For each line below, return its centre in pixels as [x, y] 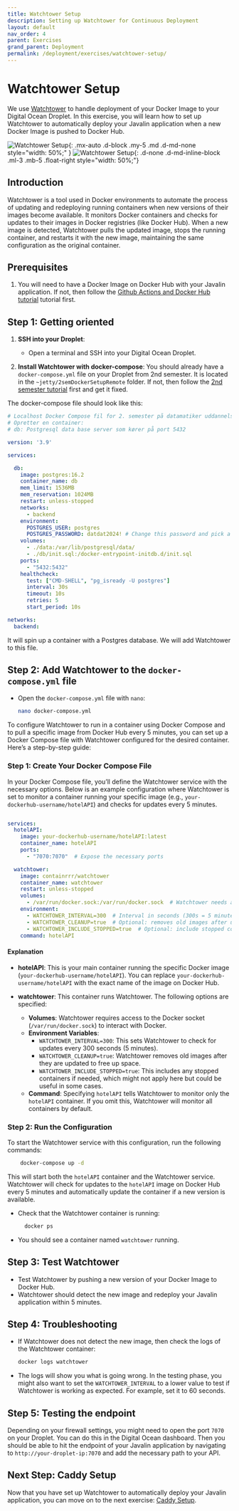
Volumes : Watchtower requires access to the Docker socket [116, 1018]
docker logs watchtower [53, 1362]
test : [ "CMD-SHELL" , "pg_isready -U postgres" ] [98, 581]
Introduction [36, 183]
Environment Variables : [64, 1033]
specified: [32, 1004]
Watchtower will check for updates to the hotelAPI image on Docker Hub [114, 1184]
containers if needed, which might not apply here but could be [130, 1078]
